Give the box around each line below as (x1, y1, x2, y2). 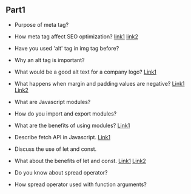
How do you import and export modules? (14, 109, 117, 117)
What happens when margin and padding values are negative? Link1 (14, 80, 185, 87)
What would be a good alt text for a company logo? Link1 (14, 68, 157, 75)
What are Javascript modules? (14, 98, 91, 105)
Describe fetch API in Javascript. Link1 (14, 133, 110, 140)
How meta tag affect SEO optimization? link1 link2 (14, 33, 139, 40)
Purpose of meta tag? (14, 21, 69, 28)
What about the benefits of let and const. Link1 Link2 (14, 157, 146, 164)
